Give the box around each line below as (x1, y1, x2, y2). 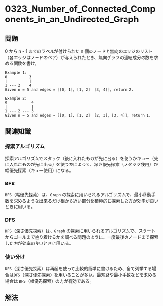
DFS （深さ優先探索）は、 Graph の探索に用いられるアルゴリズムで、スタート (5, 228, 156, 234)
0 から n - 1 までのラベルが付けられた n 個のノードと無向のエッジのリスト (5, 48, 153, 54)
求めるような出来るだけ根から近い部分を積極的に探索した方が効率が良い (13, 198, 159, 204)
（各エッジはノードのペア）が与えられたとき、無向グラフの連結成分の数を (5, 55, 154, 60)
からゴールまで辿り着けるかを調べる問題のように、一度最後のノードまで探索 (5, 234, 159, 240)
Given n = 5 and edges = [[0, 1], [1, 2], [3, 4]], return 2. (5, 87, 134, 92)
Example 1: (5, 70, 27, 75)
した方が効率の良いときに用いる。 (5, 240, 73, 246)
